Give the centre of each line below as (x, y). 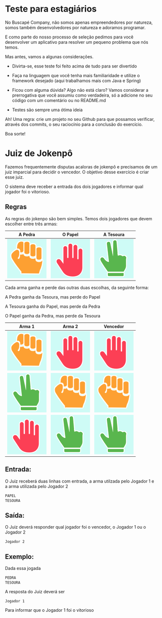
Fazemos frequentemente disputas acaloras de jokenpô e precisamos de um (81, 167)
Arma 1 (27, 327)
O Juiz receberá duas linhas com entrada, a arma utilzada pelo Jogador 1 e (80, 481)
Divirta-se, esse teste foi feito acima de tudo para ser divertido (74, 66)
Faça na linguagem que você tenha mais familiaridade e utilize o (76, 75)
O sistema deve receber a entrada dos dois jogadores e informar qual (74, 186)
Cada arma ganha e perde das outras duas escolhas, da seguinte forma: (77, 287)
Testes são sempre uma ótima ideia (47, 110)
